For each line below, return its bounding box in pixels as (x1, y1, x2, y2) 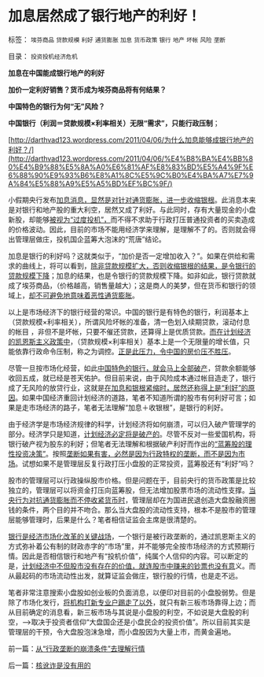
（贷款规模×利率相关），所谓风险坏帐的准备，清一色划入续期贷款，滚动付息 (8, 316, 251, 327)
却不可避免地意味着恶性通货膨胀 (28, 290, 132, 300)
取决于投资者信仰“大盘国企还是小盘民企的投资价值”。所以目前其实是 (31, 617, 251, 627)
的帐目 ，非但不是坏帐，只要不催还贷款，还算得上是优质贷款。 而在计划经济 (8, 327, 251, 336)
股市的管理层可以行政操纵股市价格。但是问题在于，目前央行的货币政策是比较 (8, 475, 256, 485)
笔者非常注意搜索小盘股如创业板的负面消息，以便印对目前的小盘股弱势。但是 (8, 587, 256, 597)
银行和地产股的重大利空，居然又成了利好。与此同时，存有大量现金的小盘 (21, 205, 256, 214)
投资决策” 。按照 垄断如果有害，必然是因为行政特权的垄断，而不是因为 (14, 449, 239, 458)
